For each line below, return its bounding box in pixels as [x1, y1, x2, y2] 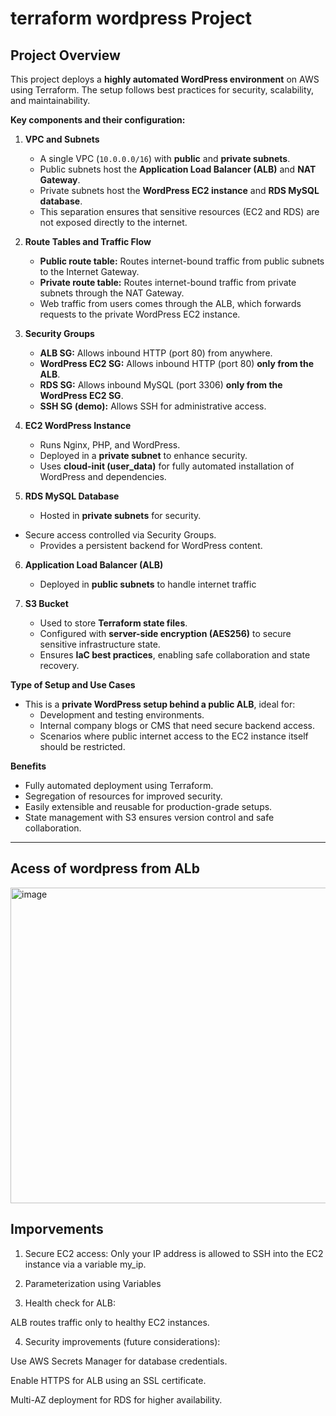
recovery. [39, 660, 80, 671]
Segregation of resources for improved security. [24, 790, 223, 802]
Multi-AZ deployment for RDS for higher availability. [10, 1393, 223, 1406]
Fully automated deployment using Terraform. [24, 780, 214, 791]
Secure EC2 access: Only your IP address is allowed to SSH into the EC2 [24, 1247, 324, 1259]
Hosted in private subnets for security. [39, 510, 202, 521]
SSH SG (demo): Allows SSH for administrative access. [39, 400, 267, 412]
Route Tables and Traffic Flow [24, 236, 152, 247]
